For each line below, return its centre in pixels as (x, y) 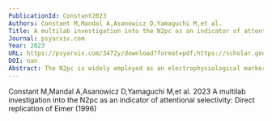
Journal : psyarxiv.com (47, 38)
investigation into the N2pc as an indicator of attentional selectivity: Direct (132, 100)
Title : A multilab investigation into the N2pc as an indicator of (125, 31)
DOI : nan (23, 61)
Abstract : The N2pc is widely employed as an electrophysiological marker (137, 69)
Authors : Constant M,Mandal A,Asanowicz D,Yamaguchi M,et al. (115, 23)
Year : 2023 (27, 46)
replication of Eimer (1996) (53, 108)
